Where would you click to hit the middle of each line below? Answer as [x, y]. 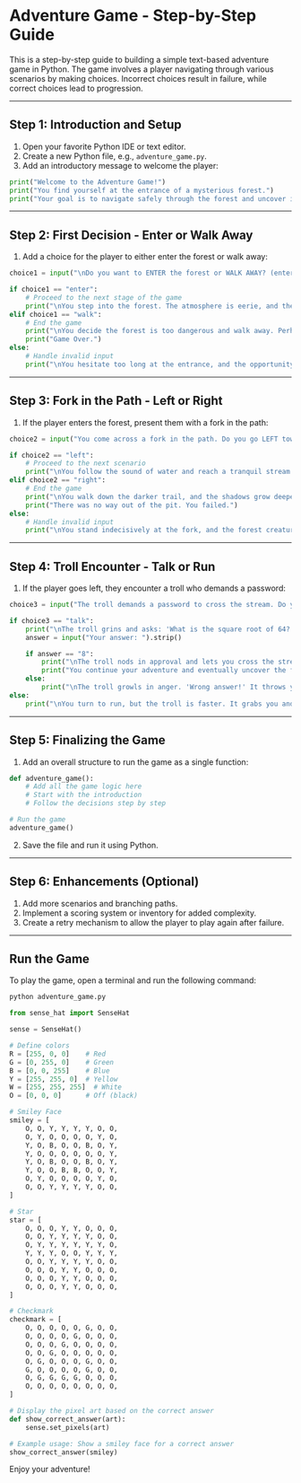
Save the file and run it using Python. [90, 845]
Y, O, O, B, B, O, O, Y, [72, 1171]
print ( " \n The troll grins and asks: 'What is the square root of [150, 629]
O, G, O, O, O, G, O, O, [72, 1361]
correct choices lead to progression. [76, 88]
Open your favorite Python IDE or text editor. [104, 146]
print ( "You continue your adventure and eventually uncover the [164, 671]
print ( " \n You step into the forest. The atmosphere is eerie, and [152, 306]
